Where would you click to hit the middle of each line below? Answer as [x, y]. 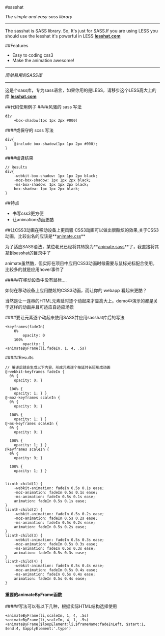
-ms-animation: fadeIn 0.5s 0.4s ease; [55, 574]
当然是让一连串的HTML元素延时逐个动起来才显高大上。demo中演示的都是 [79, 301]
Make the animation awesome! [43, 60]
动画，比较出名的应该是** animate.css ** [45, 236]
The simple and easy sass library [39, 17]
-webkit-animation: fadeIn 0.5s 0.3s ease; [59, 540]
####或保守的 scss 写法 [29, 130]
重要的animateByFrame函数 [34, 594]
